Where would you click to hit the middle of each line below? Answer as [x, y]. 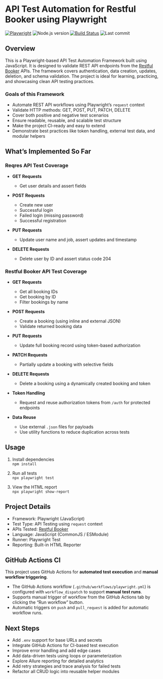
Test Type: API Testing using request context [57, 524]
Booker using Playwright [56, 19]
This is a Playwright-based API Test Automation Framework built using [76, 60]
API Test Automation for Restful [70, 9]
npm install [24, 464]
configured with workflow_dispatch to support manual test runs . [77, 592]
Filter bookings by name [44, 302]
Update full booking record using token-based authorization [80, 346]
